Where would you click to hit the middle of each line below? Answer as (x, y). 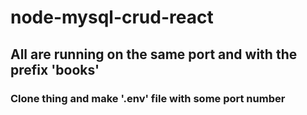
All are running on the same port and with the (154, 54)
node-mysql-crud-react (112, 17)
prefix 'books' (55, 69)
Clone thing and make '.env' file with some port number (148, 98)
